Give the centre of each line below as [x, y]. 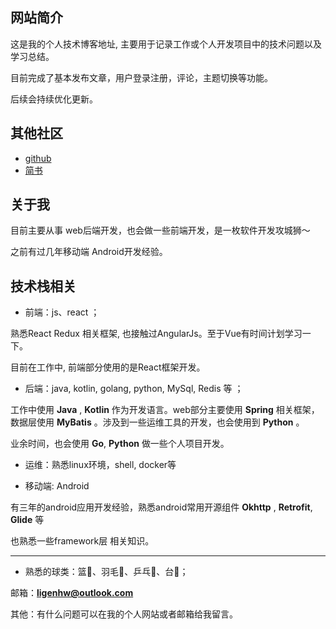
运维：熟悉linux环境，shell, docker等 [100, 465]
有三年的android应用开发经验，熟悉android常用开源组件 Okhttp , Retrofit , [161, 507]
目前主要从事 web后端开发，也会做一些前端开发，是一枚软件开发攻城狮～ [160, 230]
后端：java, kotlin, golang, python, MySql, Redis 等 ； [134, 389]
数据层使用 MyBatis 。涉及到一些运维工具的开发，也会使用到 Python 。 [157, 422]
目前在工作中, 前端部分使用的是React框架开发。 [108, 367]
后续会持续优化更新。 [54, 99]
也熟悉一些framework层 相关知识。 [82, 541]
